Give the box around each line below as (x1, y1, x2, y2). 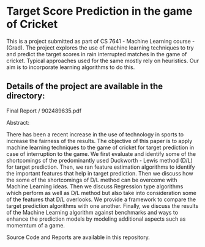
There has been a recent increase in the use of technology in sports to (6, 130, 184, 138)
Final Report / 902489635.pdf (6, 107, 81, 114)
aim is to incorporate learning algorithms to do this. (6, 63, 135, 71)
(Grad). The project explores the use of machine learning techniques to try (6, 44, 194, 51)
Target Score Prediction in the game (6, 4, 193, 18)
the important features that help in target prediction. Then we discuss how (6, 169, 194, 177)
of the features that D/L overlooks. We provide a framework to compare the (6, 196, 196, 203)
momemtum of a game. (6, 221, 65, 229)
